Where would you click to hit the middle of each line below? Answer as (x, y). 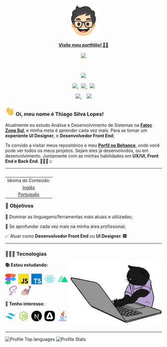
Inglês (29, 187)
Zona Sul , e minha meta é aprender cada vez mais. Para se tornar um (76, 130)
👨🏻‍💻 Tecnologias (26, 254)
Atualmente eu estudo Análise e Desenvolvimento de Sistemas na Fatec (79, 125)
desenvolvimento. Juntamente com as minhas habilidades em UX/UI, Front (82, 156)
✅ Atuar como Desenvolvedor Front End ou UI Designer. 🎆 (66, 236)
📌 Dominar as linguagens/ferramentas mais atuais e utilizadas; (69, 217)
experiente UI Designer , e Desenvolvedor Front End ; (60, 135)
